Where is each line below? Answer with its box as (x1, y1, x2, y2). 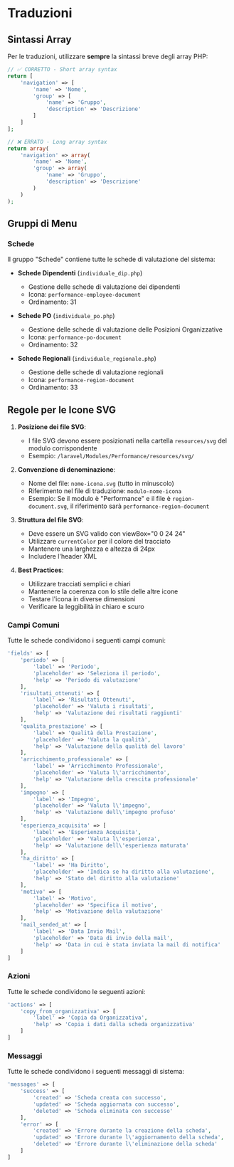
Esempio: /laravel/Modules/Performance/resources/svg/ (28, 452, 194, 460)
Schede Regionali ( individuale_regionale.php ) (17, 354, 156, 363)
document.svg (28, 503, 68, 510)
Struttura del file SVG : (17, 516, 84, 524)
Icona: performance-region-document (28, 376, 135, 384)
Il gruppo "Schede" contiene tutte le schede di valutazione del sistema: (7, 255, 216, 264)
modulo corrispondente (28, 444, 97, 453)
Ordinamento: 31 (28, 297, 77, 307)
